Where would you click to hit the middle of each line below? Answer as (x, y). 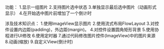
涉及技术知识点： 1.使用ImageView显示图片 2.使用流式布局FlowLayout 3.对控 (82, 24)
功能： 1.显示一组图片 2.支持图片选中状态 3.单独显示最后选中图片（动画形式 (81, 7)
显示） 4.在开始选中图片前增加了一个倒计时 (48, 13)
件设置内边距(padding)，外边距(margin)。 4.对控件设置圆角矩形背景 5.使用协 (82, 30)
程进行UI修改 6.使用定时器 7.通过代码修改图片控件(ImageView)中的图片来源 (80, 36)
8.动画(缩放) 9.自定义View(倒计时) (39, 42)
